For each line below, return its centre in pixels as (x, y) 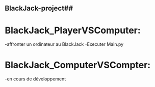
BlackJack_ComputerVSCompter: (78, 65)
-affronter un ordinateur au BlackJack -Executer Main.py (64, 44)
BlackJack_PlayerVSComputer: (73, 30)
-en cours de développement (35, 79)
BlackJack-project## (39, 8)
